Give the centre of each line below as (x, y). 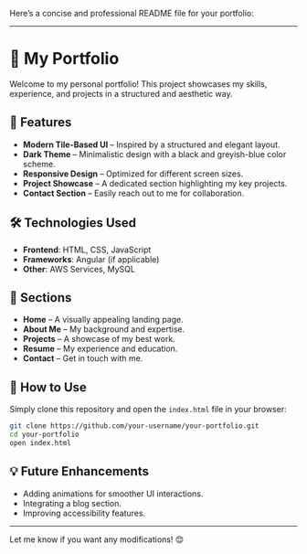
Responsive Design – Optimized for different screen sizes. (133, 174)
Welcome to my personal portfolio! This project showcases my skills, (138, 84)
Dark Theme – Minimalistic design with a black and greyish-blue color (154, 154)
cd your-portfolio (44, 435)
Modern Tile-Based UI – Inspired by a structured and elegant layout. (151, 144)
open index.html (40, 442)
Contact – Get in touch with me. (83, 358)
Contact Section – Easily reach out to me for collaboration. (133, 193)
